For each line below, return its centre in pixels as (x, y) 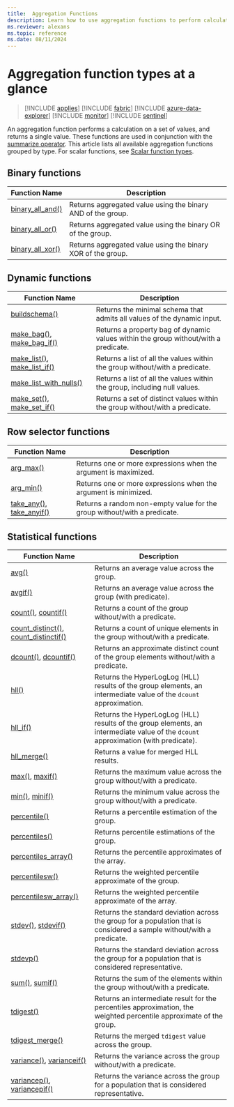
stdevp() (25, 959)
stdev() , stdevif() (38, 926)
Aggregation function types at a (101, 74)
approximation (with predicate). (146, 741)
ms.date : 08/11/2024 (37, 40)
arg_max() (28, 468)
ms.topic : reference (37, 33)
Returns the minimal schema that (149, 310)
